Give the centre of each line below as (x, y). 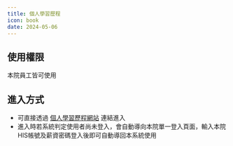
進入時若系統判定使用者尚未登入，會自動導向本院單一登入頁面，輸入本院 (121, 126)
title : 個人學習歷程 (34, 14)
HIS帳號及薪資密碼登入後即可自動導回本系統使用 (87, 135)
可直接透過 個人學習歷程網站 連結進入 (71, 118)
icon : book (23, 20)
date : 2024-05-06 (33, 27)
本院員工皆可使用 (32, 75)
